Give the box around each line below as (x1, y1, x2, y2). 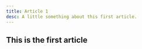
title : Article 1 (6, 8, 49, 14)
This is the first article (6, 35, 88, 45)
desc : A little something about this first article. (6, 14, 137, 20)
